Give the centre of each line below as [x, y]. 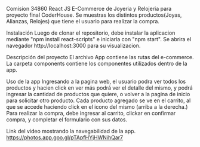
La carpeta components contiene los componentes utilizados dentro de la [97, 63]
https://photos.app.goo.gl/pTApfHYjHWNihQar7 [65, 137]
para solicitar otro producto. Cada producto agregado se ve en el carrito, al [99, 100]
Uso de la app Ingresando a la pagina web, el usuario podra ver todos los [96, 81]
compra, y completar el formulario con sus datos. [67, 120]
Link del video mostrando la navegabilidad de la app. [71, 131]
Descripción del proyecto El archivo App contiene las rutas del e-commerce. [100, 57]
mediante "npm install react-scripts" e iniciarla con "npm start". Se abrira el [99, 39]
